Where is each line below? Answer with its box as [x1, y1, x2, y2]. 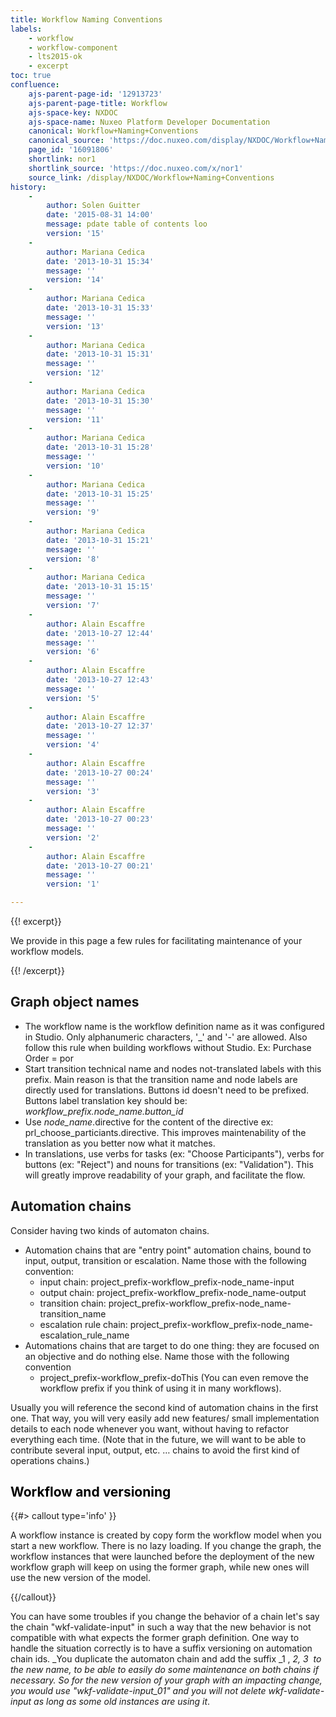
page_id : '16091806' [28, 145, 114, 155]
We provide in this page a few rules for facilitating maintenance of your [10, 935, 303, 946]
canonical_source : [28, 136, 105, 146]
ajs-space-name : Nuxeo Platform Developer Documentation [28, 117, 271, 127]
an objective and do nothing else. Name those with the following [24, 1350, 290, 1362]
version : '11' [46, 414, 105, 425]
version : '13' [46, 321, 105, 331]
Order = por [24, 1052, 74, 1064]
